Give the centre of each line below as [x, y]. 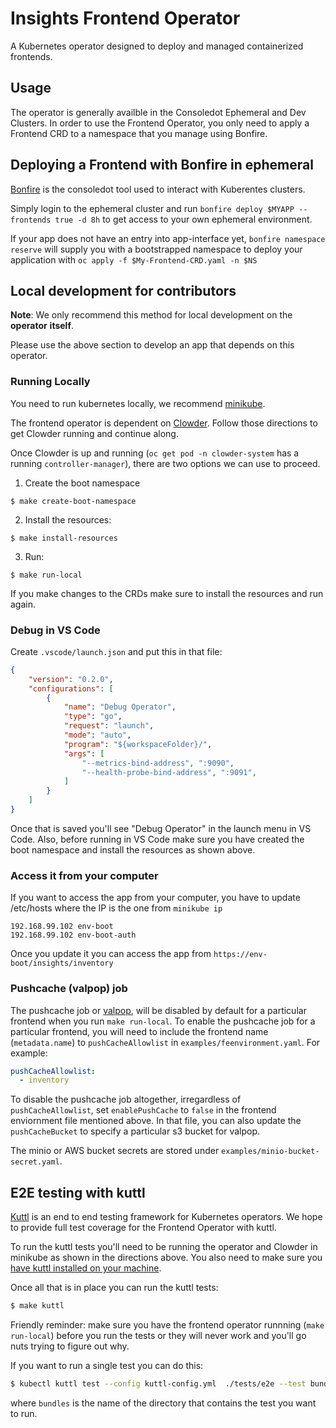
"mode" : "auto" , [97, 735]
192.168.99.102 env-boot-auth [73, 935]
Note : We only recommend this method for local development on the [151, 315]
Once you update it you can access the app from [111, 954]
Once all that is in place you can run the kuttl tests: [114, 1288]
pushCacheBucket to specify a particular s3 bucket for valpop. [135, 1131]
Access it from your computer [84, 875]
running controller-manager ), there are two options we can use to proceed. [165, 463]
